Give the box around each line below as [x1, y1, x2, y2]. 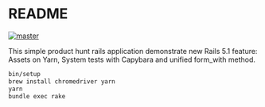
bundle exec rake [8, 92, 66, 100]
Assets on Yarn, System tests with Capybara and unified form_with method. [8, 55, 256, 64]
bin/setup [8, 70, 41, 78]
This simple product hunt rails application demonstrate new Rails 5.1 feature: [8, 46, 258, 55]
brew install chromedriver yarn [8, 77, 115, 86]
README [8, 5, 68, 23]
